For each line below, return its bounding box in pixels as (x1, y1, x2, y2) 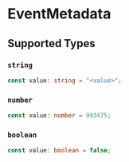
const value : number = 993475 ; (7, 112, 111, 120)
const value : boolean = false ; (7, 147, 111, 155)
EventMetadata (7, 5, 111, 23)
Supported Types (7, 37, 96, 50)
